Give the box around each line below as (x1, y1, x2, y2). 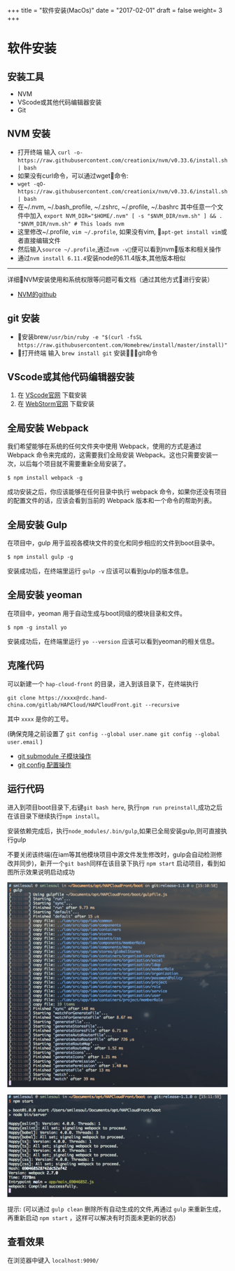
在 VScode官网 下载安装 (17, 391, 87, 399)
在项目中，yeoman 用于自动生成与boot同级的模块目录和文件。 (7, 609, 187, 618)
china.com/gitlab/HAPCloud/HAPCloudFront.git (7, 701, 142, 709)
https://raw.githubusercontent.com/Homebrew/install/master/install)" (17, 342, 228, 349)
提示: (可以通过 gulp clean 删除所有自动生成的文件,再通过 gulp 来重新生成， (7, 1204, 225, 1213)
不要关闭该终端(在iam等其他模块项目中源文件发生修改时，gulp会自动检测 (7, 850, 217, 859)
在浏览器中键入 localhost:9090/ (7, 1256, 99, 1264)
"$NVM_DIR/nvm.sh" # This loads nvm (17, 220, 124, 228)
